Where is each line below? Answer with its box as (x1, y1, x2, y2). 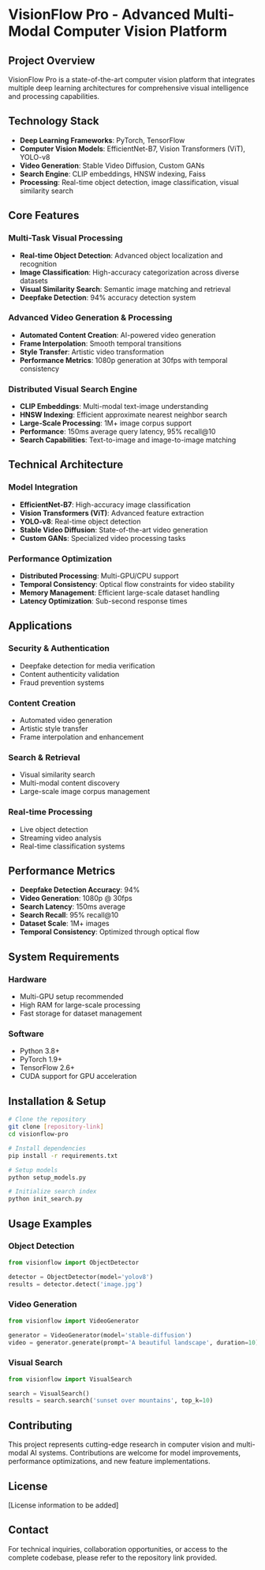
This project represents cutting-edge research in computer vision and (8, 1439, 235, 1449)
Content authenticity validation (19, 669, 120, 679)
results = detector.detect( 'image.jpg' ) (8, 1280, 144, 1288)
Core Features (8, 209, 80, 222)
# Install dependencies (8, 1144, 87, 1152)
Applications (8, 619, 73, 633)
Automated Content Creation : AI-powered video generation (19, 330, 216, 339)
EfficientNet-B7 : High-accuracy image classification (19, 500, 191, 509)
